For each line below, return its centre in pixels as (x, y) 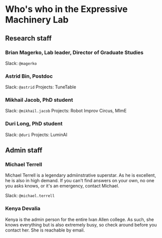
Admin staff (24, 150)
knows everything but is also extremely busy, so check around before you (81, 225)
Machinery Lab (37, 20)
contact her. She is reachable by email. (45, 230)
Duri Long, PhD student (34, 124)
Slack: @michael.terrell (30, 196)
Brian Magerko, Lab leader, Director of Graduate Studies (74, 52)
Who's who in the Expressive (67, 9)
